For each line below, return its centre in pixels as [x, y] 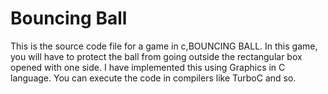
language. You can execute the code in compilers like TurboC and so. [153, 78]
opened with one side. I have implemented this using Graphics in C [148, 67]
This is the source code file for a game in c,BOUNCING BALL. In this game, [164, 46]
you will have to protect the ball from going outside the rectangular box [156, 56]
